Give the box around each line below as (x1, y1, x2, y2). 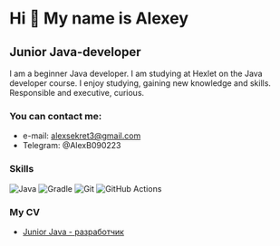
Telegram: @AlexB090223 (22, 140, 121, 151)
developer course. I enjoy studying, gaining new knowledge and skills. (9, 78, 272, 89)
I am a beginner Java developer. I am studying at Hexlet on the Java (9, 68, 263, 79)
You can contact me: (9, 109, 102, 122)
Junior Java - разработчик (22, 226, 125, 237)
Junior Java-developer (9, 44, 141, 60)
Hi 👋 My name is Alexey (9, 8, 188, 29)
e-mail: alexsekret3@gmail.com (22, 130, 141, 141)
